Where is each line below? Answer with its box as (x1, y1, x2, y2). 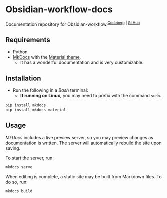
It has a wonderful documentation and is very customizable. (20, 59, 144, 66)
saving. (5, 145, 21, 151)
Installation (5, 74, 41, 82)
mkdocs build (5, 188, 33, 194)
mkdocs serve (5, 164, 33, 169)
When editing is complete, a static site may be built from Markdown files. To (5, 173, 162, 179)
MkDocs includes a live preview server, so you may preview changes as (5, 134, 154, 140)
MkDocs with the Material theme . (12, 54, 81, 60)
